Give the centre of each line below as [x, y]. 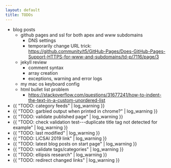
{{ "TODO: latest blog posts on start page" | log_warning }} [75, 143]
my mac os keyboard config [50, 84]
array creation [43, 73]
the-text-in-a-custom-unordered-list [67, 100]
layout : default [23, 10]
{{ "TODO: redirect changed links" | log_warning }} [66, 160]
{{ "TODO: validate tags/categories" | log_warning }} [68, 149]
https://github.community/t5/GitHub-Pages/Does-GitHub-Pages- [97, 51]
